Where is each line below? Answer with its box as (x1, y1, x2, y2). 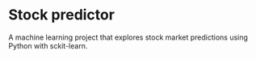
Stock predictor (8, 6, 115, 24)
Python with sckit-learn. (8, 40, 88, 50)
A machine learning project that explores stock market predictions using (8, 32, 249, 42)
